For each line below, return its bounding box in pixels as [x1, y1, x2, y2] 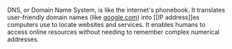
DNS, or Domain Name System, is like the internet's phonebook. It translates [7, 6, 226, 14]
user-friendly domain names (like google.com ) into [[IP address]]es [7, 13, 200, 21]
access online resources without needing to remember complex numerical [7, 28, 220, 36]
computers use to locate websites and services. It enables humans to [7, 21, 206, 28]
